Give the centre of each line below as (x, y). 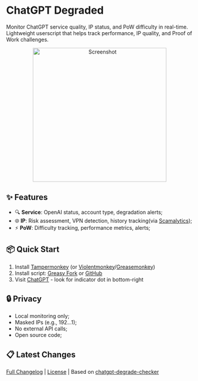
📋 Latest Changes (41, 355)
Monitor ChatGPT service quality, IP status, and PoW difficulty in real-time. (97, 27)
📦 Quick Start (33, 250)
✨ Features (27, 197)
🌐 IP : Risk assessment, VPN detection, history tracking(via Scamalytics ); (103, 220)
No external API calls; (41, 329)
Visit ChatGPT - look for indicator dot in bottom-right (79, 279)
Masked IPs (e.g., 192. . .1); (46, 323)
